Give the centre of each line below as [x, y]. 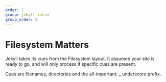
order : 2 [15, 10]
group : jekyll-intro [27, 15]
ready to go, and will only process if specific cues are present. [71, 64]
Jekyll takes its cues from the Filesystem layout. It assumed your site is [80, 59]
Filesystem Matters [47, 45]
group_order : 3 [21, 19]
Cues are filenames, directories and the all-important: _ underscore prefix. [83, 74]
